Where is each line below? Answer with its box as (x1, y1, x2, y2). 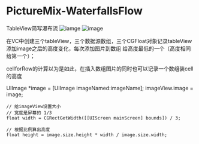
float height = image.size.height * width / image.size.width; (6, 131, 168, 138)
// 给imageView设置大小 (6, 103, 61, 109)
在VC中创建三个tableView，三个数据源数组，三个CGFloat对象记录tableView (6, 37, 192, 44)
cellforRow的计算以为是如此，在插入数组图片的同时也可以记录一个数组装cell (6, 65, 194, 72)
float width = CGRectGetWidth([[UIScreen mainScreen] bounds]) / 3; (6, 115, 181, 121)
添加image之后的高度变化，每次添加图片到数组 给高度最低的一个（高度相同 (6, 45, 191, 52)
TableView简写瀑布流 (6, 24, 58, 32)
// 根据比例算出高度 (6, 127, 50, 133)
